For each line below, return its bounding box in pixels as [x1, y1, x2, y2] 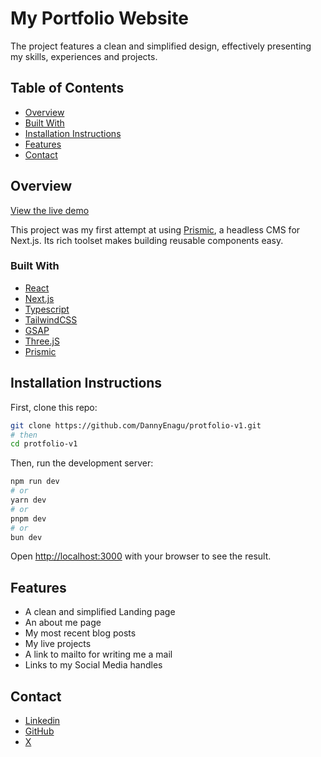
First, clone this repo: [10, 401, 98, 413]
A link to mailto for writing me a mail [24, 648, 173, 661]
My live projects [24, 638, 92, 650]
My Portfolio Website [10, 7, 189, 30]
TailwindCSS [24, 313, 78, 326]
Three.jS [24, 335, 60, 347]
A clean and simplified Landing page [24, 606, 176, 618]
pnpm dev [10, 513, 47, 524]
